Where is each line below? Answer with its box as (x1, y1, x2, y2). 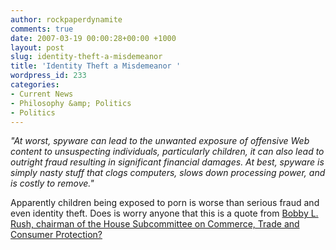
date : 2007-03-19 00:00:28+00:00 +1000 (10, 33, 177, 43)
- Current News (10, 89, 74, 99)
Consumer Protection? (10, 229, 103, 241)
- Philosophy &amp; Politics (10, 98, 132, 108)
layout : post (10, 42, 65, 53)
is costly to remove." (10, 177, 95, 190)
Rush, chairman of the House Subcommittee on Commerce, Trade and (10, 218, 300, 230)
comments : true (10, 24, 74, 34)
